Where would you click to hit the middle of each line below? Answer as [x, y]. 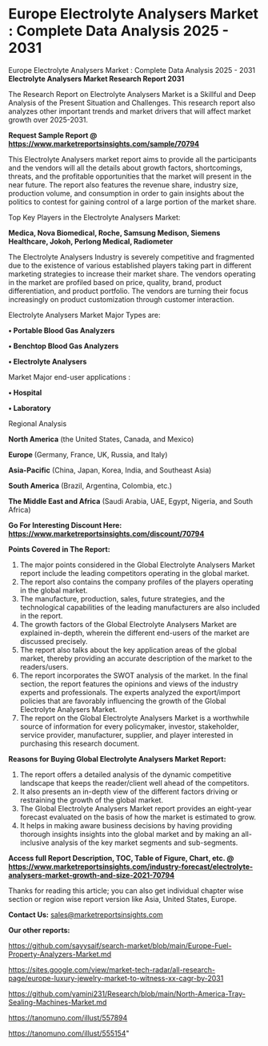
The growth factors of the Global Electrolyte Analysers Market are [128, 624]
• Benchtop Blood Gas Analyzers [64, 346]
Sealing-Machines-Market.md [58, 1002]
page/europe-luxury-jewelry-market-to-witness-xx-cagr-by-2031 [116, 978]
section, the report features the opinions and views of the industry [129, 684]
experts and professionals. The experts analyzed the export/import [130, 692]
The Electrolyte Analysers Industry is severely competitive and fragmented [131, 256]
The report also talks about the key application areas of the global [128, 650]
